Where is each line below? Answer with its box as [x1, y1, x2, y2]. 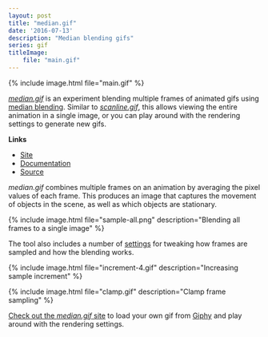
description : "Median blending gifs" [8, 34, 134, 42]
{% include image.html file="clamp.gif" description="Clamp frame [8, 287, 226, 296]
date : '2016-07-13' [8, 26, 74, 34]
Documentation [19, 158, 71, 168]
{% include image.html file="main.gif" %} [8, 77, 145, 88]
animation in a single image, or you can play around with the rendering [8, 110, 241, 120]
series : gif [8, 42, 48, 50]
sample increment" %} [8, 271, 82, 280]
